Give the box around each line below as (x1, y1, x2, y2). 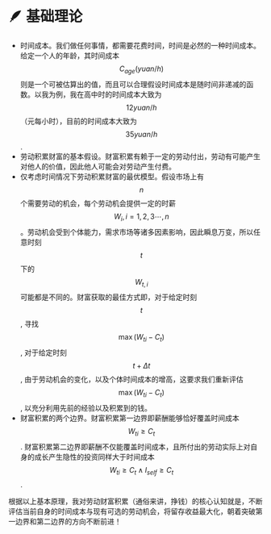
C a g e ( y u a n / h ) (119, 64, 164, 75)
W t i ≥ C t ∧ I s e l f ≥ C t (109, 465, 174, 477)
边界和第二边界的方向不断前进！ (15, 516, 122, 526)
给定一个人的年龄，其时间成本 (19, 50, 119, 60)
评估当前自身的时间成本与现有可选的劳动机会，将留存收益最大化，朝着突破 (8, 506, 256, 516)
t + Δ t (132, 361, 151, 371)
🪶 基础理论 (8, 7, 83, 26)
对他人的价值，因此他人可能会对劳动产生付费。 (19, 161, 176, 171)
